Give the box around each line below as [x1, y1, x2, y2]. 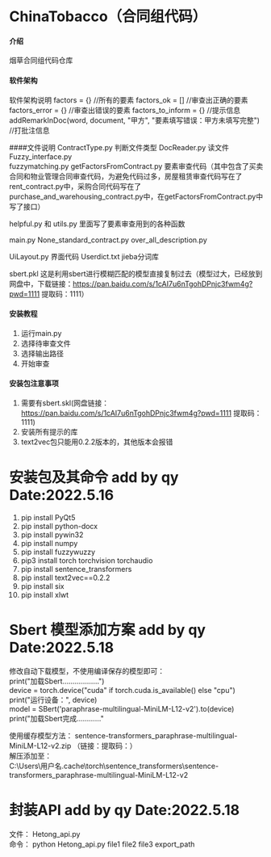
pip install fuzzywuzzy [20, 547, 96, 557]
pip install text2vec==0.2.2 [20, 573, 110, 582]
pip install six [20, 581, 65, 590]
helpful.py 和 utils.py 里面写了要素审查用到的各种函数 [9, 219, 186, 229]
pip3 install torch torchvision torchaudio [20, 555, 153, 565]
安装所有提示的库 [20, 427, 78, 436]
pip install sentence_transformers [20, 564, 132, 573]
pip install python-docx [20, 521, 98, 531]
